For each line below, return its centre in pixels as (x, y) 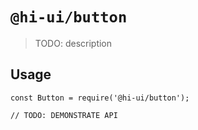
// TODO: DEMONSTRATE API (64, 115)
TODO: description (73, 43)
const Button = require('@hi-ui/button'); (100, 98)
